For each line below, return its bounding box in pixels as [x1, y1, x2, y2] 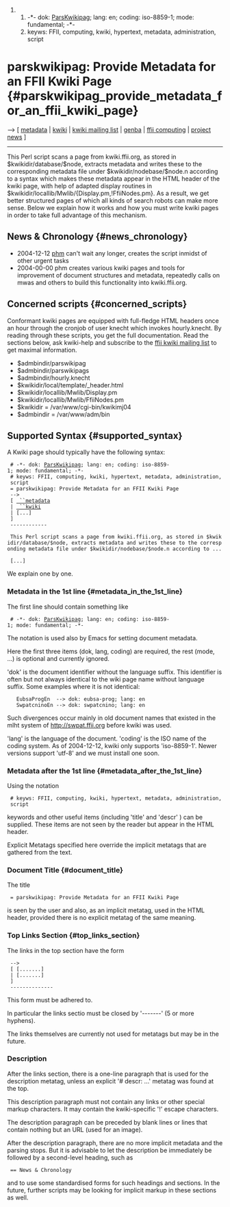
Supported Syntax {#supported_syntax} [7, 429, 183, 442]
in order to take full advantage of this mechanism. [7, 211, 147, 219]
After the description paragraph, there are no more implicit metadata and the [7, 1138, 223, 1147]
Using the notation [7, 781, 60, 789]
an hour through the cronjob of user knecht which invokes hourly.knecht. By [7, 324, 222, 332]
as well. [7, 1193, 29, 1202]
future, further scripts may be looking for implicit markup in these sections [7, 1186, 217, 1194]
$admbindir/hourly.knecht [16, 374, 90, 382]
